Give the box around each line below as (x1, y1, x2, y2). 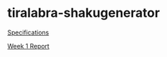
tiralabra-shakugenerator (7, 5, 161, 21)
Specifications (7, 28, 50, 37)
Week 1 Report (7, 42, 50, 50)
